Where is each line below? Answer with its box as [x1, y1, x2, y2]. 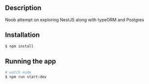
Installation [5, 31, 40, 39]
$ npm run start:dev [5, 75, 47, 80]
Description [5, 4, 41, 12]
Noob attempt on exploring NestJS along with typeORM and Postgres [5, 17, 145, 22]
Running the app [5, 57, 56, 65]
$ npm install [5, 44, 34, 49]
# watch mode [5, 70, 32, 75]
